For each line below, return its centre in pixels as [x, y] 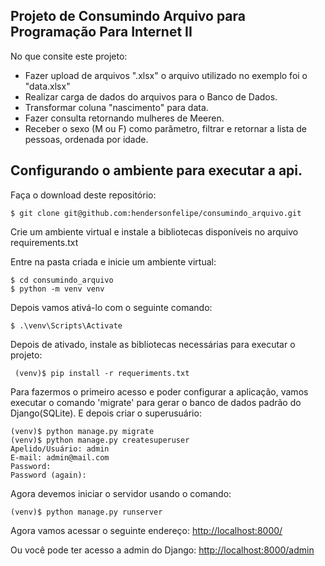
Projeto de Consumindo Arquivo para [128, 16]
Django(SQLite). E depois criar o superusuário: [106, 413]
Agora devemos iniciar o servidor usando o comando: [121, 493]
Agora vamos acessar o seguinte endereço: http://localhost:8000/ [146, 530]
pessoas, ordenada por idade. [86, 139]
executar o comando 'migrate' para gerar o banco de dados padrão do [156, 402]
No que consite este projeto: [69, 56]
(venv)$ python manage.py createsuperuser [100, 440]
